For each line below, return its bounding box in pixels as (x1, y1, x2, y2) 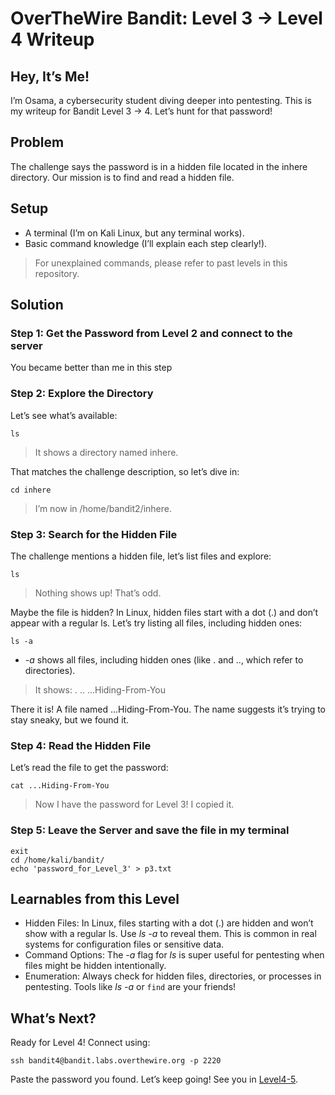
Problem (10, 134, 65, 151)
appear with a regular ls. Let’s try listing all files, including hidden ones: (10, 617, 303, 629)
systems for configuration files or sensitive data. (24, 938, 225, 951)
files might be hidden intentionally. (24, 960, 167, 972)
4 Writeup (10, 28, 95, 51)
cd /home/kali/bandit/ (10, 855, 105, 865)
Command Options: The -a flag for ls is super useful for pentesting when (24, 949, 325, 961)
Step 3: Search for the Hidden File (10, 527, 178, 541)
